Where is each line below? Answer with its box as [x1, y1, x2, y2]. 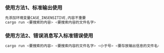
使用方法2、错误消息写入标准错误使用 [5, 32, 94, 39]
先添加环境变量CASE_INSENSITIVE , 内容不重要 [5, 15, 86, 20]
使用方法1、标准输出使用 [5, 4, 62, 11]
